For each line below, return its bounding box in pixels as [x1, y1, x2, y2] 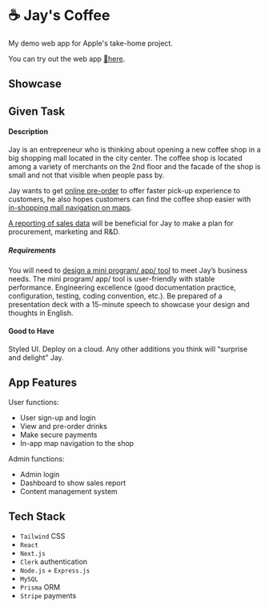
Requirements [8, 245, 56, 255]
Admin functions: [8, 454, 65, 464]
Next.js [19, 549, 46, 557]
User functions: [8, 397, 59, 407]
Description [8, 127, 49, 136]
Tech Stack [8, 510, 66, 524]
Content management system [19, 486, 118, 496]
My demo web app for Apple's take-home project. [8, 38, 174, 48]
